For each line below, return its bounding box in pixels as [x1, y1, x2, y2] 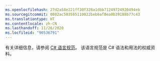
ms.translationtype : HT [5, 16, 55, 21]
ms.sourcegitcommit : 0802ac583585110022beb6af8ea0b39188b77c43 [5, 12, 140, 17]
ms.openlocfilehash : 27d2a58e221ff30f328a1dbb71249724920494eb [5, 7, 140, 12]
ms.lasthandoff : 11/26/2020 [5, 26, 64, 31]
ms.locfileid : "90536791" [5, 30, 59, 35]
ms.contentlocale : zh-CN [5, 21, 57, 26]
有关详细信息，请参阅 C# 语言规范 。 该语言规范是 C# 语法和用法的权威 [5, 45, 151, 50]
